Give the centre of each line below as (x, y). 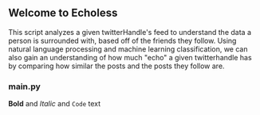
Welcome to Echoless (63, 13)
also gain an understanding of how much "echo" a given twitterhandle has (130, 57)
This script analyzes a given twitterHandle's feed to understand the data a (130, 32)
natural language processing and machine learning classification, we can (128, 49)
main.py (25, 86)
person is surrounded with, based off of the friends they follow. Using (122, 40)
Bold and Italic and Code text (55, 104)
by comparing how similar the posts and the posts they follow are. (116, 66)
